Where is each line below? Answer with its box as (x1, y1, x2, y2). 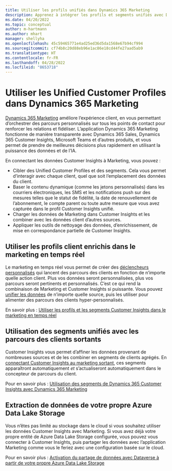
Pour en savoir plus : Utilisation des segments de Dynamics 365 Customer (5, 381, 162, 387)
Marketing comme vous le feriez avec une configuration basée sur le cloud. (5, 444, 165, 450)
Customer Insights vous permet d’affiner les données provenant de (5, 349, 146, 355)
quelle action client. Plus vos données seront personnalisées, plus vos (5, 275, 154, 281)
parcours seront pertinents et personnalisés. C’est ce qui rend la (5, 280, 141, 287)
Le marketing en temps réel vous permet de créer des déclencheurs (5, 264, 149, 270)
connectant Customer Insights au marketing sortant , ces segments (5, 360, 146, 366)
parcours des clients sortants (5, 335, 101, 344)
